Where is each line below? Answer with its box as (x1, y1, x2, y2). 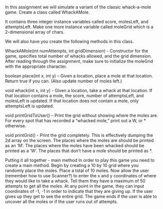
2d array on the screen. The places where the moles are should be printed (5, 137, 154, 143)
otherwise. (5, 123, 27, 129)
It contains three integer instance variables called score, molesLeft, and (5, 19, 148, 24)
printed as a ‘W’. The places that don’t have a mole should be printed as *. (5, 148, 153, 153)
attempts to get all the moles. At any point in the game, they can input (5, 183, 145, 189)
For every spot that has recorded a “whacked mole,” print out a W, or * (5, 118, 146, 123)
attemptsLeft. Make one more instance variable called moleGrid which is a (5, 24, 154, 30)
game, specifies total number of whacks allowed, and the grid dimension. (5, 53, 152, 59)
